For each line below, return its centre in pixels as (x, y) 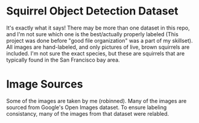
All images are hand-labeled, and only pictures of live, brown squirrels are (98, 47)
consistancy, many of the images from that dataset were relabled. (88, 113)
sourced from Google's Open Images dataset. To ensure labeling (87, 107)
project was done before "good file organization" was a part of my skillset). (99, 40)
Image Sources (45, 84)
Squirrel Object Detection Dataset (92, 11)
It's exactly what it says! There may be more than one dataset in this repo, (98, 28)
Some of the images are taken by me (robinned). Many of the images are (96, 101)
